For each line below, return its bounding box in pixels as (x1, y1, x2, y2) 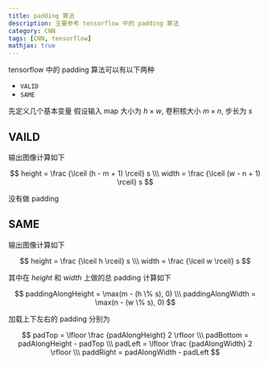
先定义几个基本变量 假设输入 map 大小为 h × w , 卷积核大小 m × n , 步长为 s (8, 106, 253, 116)
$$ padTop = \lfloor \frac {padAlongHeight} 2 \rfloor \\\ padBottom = (21, 330, 249, 339)
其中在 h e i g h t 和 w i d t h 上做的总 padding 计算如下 (8, 272, 171, 282)
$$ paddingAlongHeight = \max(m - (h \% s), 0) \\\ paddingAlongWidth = (14, 288, 256, 298)
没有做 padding (8, 193, 59, 203)
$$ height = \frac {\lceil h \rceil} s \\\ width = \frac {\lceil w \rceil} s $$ (19, 255, 251, 266)
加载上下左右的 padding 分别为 (8, 313, 110, 323)
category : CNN (8, 27, 56, 35)
